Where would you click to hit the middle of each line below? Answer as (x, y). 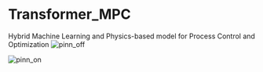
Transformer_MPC (69, 14)
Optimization (29, 44)
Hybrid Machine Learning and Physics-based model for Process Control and (131, 36)
